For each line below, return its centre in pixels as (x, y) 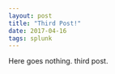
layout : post (30, 16)
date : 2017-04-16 (38, 31)
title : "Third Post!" (45, 23)
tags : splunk (30, 38)
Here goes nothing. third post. (58, 61)
